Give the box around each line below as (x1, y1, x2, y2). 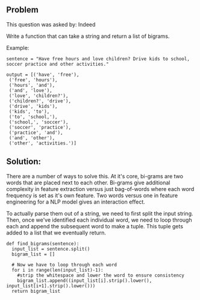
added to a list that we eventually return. (6, 229, 107, 236)
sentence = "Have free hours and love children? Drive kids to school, (6, 55, 190, 62)
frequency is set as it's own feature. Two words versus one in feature (6, 192, 178, 199)
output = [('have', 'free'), (6, 72, 80, 78)
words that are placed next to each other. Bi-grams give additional (6, 179, 170, 186)
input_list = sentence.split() (11, 246, 90, 252)
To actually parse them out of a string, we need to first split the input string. (6, 210, 194, 217)
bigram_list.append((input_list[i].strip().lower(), (17, 277, 152, 284)
